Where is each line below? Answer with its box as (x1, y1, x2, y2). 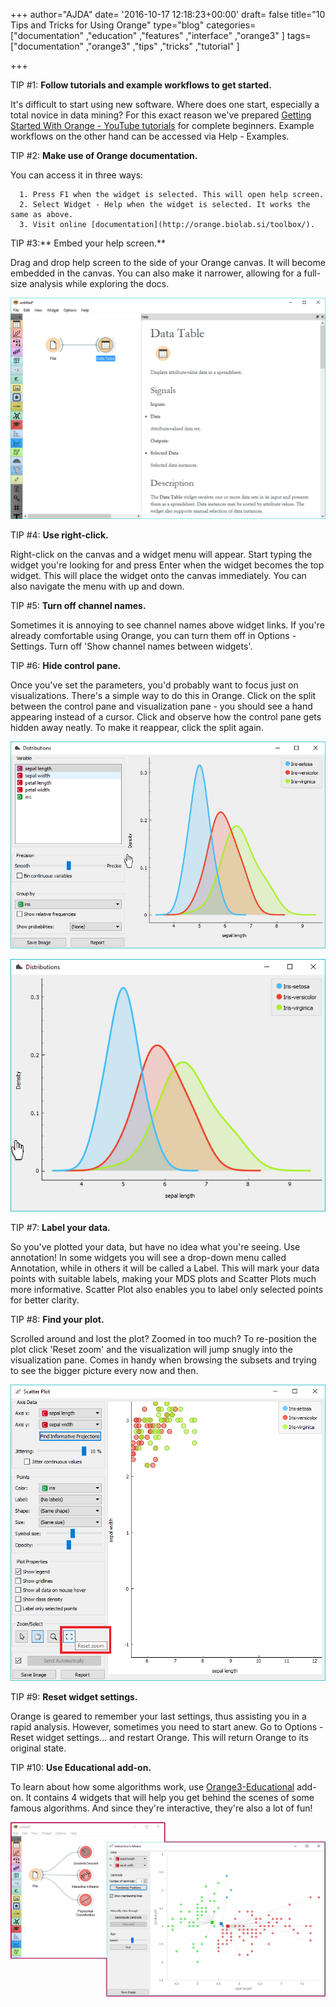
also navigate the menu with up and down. (10, 580, 185, 593)
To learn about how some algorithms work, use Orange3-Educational (10, 1780, 295, 1793)
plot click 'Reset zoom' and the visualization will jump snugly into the (10, 1344, 293, 1356)
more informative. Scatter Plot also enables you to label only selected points (10, 1284, 324, 1296)
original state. (10, 1742, 67, 1754)
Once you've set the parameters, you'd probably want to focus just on (10, 679, 299, 691)
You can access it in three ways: (10, 169, 144, 181)
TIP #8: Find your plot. (10, 1314, 105, 1326)
